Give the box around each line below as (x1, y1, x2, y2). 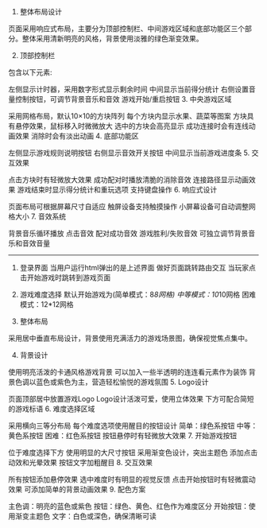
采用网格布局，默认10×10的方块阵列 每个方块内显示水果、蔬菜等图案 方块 (8, 111, 248, 121)
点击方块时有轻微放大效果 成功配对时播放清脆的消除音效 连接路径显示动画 (8, 175, 249, 184)
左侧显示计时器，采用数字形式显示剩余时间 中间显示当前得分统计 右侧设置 (8, 84, 249, 94)
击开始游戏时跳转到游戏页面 (19, 273, 111, 282)
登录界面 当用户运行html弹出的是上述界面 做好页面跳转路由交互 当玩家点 (19, 263, 257, 272)
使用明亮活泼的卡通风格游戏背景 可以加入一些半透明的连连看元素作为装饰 (8, 367, 247, 376)
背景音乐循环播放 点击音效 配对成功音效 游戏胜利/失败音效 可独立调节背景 (8, 229, 249, 238)
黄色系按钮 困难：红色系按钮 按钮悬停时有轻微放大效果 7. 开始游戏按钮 (8, 431, 237, 440)
